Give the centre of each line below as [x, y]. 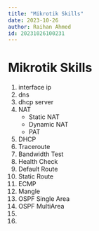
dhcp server [36, 102]
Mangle [29, 191]
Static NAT [44, 117]
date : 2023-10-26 [33, 20]
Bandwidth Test [41, 154]
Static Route [36, 176]
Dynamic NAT [48, 125]
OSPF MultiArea [41, 206]
